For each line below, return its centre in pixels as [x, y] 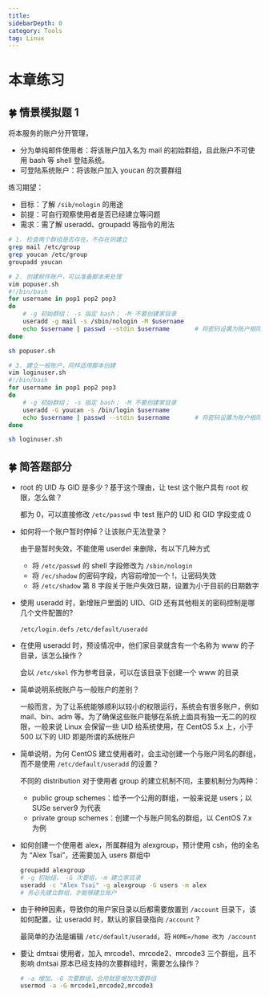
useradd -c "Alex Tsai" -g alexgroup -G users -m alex [113, 885]
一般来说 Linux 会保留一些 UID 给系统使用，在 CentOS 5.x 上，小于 [144, 726]
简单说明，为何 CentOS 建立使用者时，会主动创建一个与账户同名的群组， [140, 754]
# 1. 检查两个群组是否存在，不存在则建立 [68, 240]
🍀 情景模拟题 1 [44, 112]
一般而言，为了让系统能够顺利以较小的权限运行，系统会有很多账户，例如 [139, 706]
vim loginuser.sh [37, 373]
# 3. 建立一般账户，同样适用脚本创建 [62, 365]
